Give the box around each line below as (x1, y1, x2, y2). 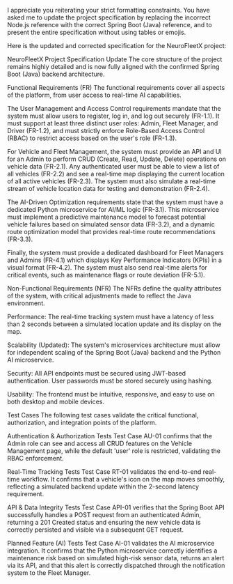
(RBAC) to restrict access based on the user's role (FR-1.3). (7, 134, 177, 142)
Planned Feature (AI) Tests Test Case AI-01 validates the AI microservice (7, 539, 215, 547)
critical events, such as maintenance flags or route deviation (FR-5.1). (7, 271, 205, 279)
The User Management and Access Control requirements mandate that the (7, 105, 221, 112)
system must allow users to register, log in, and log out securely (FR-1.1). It (7, 112, 220, 120)
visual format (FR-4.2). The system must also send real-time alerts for (7, 263, 207, 271)
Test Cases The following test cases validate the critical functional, (7, 411, 199, 419)
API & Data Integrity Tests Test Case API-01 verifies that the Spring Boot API (7, 503, 225, 512)
